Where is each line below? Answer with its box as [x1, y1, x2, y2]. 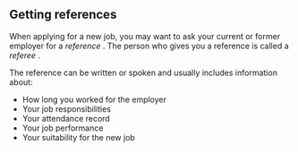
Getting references [9, 7, 117, 22]
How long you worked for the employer [21, 94, 167, 105]
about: [9, 76, 33, 88]
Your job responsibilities [21, 103, 112, 114]
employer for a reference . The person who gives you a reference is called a [9, 40, 289, 51]
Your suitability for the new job [21, 131, 136, 142]
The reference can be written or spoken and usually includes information [9, 67, 277, 78]
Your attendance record [21, 113, 110, 123]
